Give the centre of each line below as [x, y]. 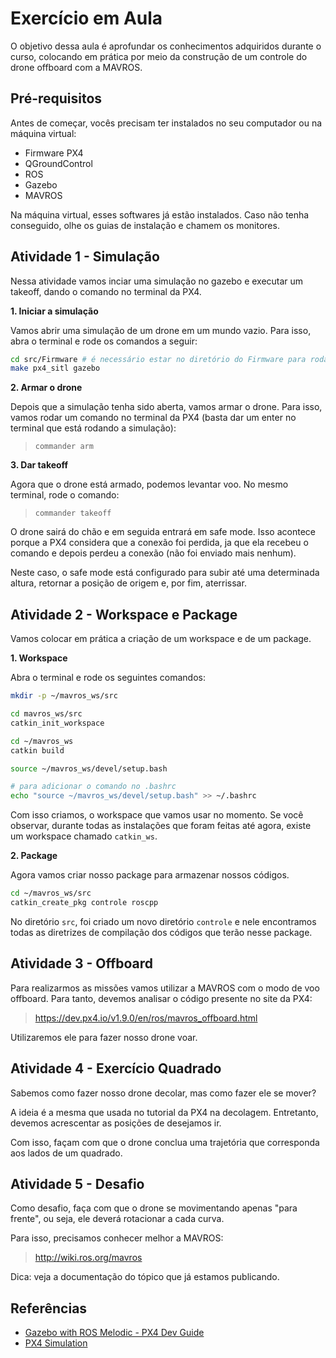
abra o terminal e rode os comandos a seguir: [104, 341]
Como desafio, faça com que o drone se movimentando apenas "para [154, 1208]
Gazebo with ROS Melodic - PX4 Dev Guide [114, 1333]
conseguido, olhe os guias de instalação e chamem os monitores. [145, 225]
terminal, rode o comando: [65, 495]
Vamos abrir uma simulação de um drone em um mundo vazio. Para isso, [161, 330]
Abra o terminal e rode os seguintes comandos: [108, 678]
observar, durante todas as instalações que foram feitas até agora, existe [161, 826]
